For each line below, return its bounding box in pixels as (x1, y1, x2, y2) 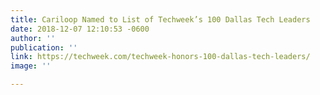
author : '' (10, 33, 56, 43)
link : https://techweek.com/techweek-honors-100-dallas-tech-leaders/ (10, 52, 311, 62)
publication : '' (10, 42, 78, 53)
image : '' (10, 61, 52, 71)
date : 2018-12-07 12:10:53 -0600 (10, 24, 150, 34)
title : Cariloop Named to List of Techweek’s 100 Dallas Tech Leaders (10, 14, 311, 25)
